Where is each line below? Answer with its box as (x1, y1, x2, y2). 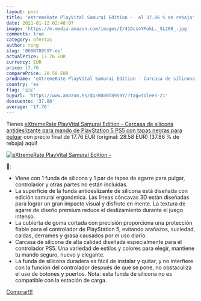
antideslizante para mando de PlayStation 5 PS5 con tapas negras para (6, 127, 182, 134)
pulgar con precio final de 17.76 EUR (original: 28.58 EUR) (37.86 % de (6, 133, 179, 140)
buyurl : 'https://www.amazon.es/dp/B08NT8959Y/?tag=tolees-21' (6, 93, 169, 99)
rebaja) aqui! (6, 139, 38, 147)
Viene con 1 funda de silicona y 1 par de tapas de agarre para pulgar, (14, 174, 185, 181)
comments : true (6, 31, 45, 37)
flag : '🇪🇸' (6, 87, 36, 93)
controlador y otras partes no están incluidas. (14, 181, 128, 188)
